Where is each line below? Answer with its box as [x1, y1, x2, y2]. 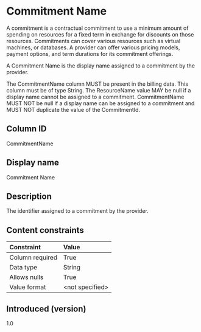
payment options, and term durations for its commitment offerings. [6, 50, 174, 57]
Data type [9, 263, 38, 272]
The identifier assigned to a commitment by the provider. [6, 207, 149, 215]
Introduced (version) [6, 303, 86, 314]
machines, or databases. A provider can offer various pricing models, [6, 44, 180, 51]
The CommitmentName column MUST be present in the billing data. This [6, 80, 189, 88]
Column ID [6, 123, 47, 134]
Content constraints [6, 225, 84, 235]
